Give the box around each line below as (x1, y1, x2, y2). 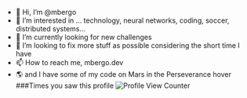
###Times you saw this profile (15, 81, 114, 90)
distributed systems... (15, 24, 86, 33)
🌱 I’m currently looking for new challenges (15, 32, 152, 42)
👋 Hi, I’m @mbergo (15, 8, 77, 16)
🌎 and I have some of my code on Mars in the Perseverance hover (15, 70, 231, 78)
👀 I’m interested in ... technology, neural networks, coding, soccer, (15, 16, 230, 25)
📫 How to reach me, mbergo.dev (15, 58, 124, 67)
